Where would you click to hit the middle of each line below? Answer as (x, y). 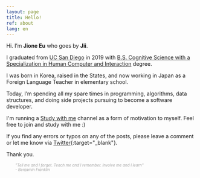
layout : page (23, 12)
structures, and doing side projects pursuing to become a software (89, 100)
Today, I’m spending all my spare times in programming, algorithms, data (97, 94)
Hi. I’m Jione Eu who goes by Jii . (47, 46)
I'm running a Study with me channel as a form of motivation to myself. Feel (100, 118)
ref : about (20, 23)
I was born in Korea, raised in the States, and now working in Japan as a (96, 75)
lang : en (17, 29)
